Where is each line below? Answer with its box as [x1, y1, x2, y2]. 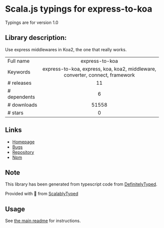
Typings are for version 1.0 [5, 19, 59, 25]
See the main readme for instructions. [5, 218, 81, 224]
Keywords [7, 68, 31, 75]
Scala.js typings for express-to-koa [5, 3, 153, 15]
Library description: [5, 34, 67, 42]
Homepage [12, 139, 35, 145]
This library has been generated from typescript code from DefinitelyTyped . [5, 181, 158, 187]
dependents [7, 94, 35, 100]
